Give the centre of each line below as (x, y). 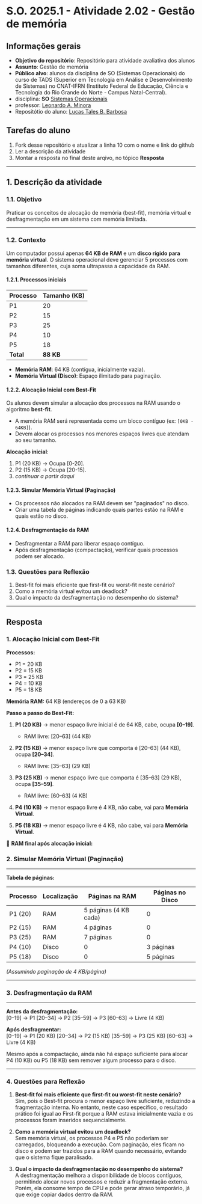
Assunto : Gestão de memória (52, 67)
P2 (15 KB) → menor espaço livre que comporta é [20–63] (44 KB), (98, 748)
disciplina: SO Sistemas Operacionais (61, 99)
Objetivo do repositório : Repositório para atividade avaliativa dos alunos (105, 60)
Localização (60, 896)
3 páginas (161, 947)
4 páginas (98, 927)
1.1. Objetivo (24, 200)
